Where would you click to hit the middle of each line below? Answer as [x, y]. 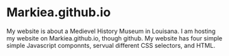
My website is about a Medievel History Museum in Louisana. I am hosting [111, 31]
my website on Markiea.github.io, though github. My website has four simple [114, 38]
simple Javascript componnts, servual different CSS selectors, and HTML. [111, 45]
